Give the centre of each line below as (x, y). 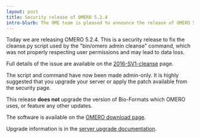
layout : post (22, 12)
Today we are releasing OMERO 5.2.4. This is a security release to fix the (96, 40)
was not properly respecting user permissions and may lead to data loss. (96, 52)
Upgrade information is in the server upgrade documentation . (82, 129)
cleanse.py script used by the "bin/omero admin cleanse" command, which (99, 46)
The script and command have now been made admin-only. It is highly (93, 76)
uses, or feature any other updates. (49, 106)
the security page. (29, 88)
